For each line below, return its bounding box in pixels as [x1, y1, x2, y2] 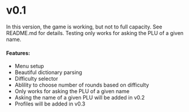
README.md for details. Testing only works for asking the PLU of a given [6, 29, 184, 36]
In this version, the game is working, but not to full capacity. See [6, 23, 162, 30]
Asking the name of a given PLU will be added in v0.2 [14, 94, 145, 101]
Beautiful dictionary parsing [14, 69, 83, 76]
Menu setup [14, 63, 44, 70]
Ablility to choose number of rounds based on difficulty [14, 81, 149, 89]
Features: [6, 49, 31, 56]
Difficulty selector [14, 75, 58, 82]
